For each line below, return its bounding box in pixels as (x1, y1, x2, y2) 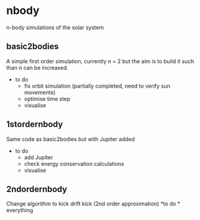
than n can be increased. (6, 64, 68, 71)
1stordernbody (6, 119, 63, 129)
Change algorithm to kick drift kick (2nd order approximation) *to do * (6, 200, 181, 207)
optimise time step (24, 95, 71, 102)
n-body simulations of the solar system (6, 24, 104, 31)
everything (6, 207, 33, 214)
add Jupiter (24, 153, 53, 161)
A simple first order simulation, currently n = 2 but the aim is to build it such (6, 57, 195, 64)
